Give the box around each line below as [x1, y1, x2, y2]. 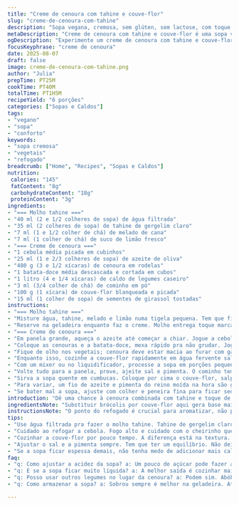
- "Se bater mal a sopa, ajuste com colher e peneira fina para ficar [7, 387, 221, 395]
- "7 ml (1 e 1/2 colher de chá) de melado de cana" [7, 229, 167, 236]
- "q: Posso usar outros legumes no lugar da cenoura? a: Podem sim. [7, 474, 218, 481]
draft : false [7, 57, 46, 64]
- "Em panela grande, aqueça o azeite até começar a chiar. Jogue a [7, 335, 215, 342]
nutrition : [7, 169, 40, 177]
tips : [7, 415, 23, 422]
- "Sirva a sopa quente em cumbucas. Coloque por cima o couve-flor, [7, 375, 218, 382]
